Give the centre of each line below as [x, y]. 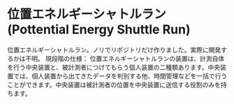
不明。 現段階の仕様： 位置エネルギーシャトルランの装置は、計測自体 [125, 58]
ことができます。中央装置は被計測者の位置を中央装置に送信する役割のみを [114, 84]
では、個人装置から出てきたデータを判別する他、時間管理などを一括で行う [120, 76]
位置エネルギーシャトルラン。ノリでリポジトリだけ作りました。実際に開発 [114, 50]
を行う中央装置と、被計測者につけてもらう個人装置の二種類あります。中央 [114, 67]
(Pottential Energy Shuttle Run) [99, 30]
